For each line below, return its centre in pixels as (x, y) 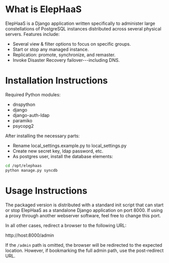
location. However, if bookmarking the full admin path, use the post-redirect (84, 250)
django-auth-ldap (31, 115)
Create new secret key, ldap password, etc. (58, 151)
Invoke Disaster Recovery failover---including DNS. (66, 60)
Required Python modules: (33, 94)
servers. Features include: (32, 34)
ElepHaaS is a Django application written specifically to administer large (80, 23)
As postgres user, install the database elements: (63, 156)
